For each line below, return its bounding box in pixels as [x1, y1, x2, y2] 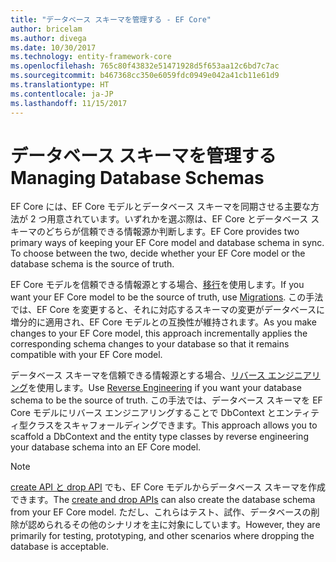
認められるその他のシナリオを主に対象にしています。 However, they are [27, 519, 321, 531]
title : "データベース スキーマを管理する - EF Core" [10, 14, 212, 25]
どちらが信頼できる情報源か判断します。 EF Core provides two [44, 226, 300, 238]
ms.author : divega [10, 33, 87, 43]
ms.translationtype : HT [10, 80, 110, 90]
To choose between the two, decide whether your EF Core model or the [10, 247, 306, 260]
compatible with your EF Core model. [10, 349, 163, 361]
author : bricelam [10, 24, 83, 34]
